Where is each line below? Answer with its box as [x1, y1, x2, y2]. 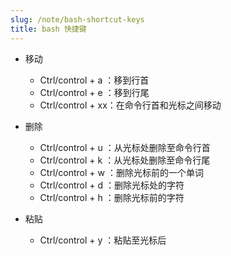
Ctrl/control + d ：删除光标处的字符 [39, 179, 185, 191]
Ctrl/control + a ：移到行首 [39, 74, 150, 86]
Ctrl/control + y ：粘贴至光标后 [39, 234, 167, 246]
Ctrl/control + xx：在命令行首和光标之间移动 [39, 99, 222, 111]
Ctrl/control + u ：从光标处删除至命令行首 [39, 141, 211, 153]
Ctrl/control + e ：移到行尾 [39, 86, 150, 98]
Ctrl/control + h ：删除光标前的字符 [39, 191, 185, 203]
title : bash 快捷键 [10, 24, 87, 34]
